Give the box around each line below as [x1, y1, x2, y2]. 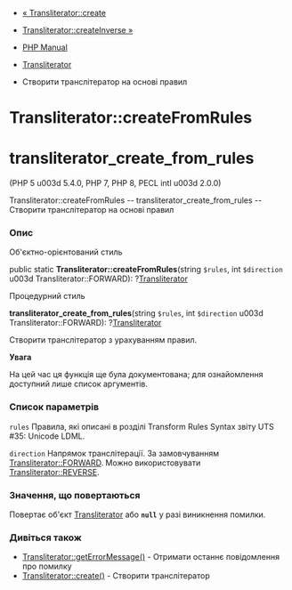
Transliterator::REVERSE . [9, 466, 100, 477]
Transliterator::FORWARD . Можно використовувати [9, 457, 201, 468]
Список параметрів [9, 400, 100, 413]
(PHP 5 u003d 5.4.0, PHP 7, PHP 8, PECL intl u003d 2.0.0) [9, 178, 222, 189]
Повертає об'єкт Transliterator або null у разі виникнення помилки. [9, 509, 266, 520]
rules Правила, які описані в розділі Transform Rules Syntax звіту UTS [9, 421, 274, 432]
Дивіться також [9, 531, 82, 544]
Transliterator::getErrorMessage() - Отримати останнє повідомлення [21, 552, 280, 562]
